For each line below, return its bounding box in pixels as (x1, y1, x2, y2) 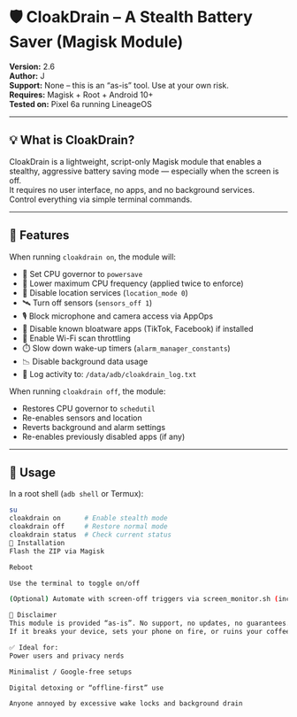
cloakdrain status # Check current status (9, 530, 172, 539)
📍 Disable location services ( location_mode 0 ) (21, 287, 188, 297)
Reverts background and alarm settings (21, 421, 166, 432)
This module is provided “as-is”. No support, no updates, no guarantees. (9, 619, 291, 628)
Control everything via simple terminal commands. (9, 194, 193, 204)
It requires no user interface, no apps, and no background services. (9, 184, 255, 195)
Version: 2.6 (9, 61, 56, 72)
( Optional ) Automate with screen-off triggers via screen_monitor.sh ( (9, 595, 278, 604)
